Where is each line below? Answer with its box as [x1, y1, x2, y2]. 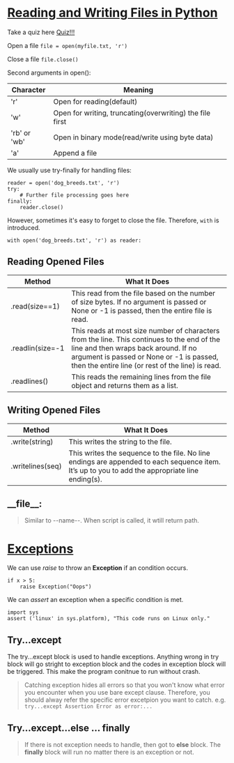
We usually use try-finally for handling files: [7, 166, 132, 174]
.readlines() [10, 376, 49, 386]
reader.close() [19, 203, 64, 210]
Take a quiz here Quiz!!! [7, 28, 75, 36]
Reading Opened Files [7, 256, 104, 268]
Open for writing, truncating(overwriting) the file [53, 108, 211, 118]
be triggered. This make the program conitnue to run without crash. [7, 668, 201, 676]
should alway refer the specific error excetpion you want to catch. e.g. [24, 695, 226, 704]
